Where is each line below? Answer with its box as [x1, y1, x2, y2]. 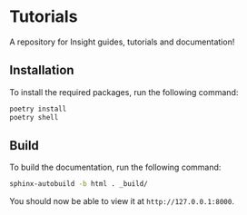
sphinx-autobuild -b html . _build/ [9, 180, 148, 189]
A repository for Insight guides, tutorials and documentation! [9, 36, 235, 47]
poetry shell [9, 112, 59, 122]
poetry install [9, 104, 67, 113]
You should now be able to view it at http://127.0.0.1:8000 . [9, 196, 234, 207]
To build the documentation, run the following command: [9, 161, 222, 173]
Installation [9, 63, 74, 78]
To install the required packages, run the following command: [9, 86, 239, 97]
